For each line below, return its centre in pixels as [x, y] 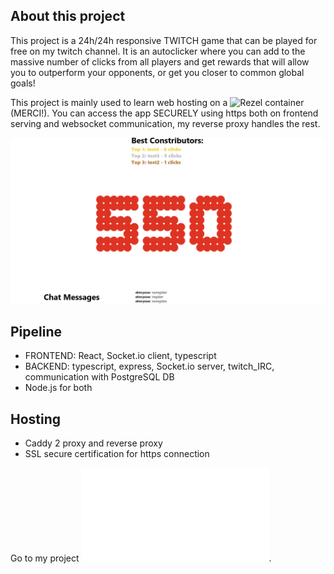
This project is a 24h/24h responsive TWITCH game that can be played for [164, 40]
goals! [23, 83]
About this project [68, 16]
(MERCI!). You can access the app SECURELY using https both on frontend [164, 113]
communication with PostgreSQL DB [99, 377]
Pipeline [36, 331]
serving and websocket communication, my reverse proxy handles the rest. [165, 123]
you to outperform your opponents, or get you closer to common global [157, 72]
